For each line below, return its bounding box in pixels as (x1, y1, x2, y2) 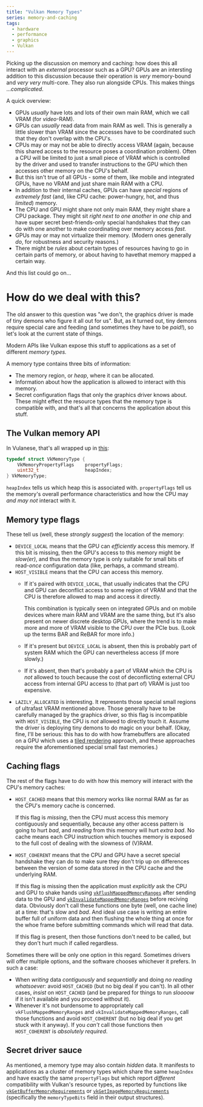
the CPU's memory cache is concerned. (15, 802, 115, 809)
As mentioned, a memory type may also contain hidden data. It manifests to (6, 1061, 195, 1069)
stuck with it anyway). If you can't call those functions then (15, 1021, 163, 1028)
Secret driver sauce (6, 1045, 82, 1055)
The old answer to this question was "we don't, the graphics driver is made (6, 311, 194, 318)
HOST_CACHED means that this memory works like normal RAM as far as (15, 795, 189, 802)
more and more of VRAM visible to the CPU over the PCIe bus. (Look (24, 624, 196, 631)
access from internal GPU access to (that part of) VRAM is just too (24, 680, 190, 687)
